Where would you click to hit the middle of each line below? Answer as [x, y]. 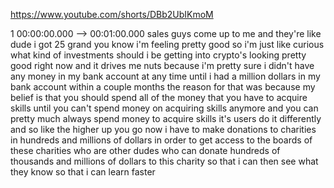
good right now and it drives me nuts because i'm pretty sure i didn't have [162, 65]
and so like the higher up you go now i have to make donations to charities [163, 129]
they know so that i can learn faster [83, 172]
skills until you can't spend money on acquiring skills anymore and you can [164, 108]
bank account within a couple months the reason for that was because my [163, 87]
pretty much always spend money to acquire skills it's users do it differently [166, 118]
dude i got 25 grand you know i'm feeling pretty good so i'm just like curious [167, 44]
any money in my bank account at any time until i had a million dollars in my [165, 76]
